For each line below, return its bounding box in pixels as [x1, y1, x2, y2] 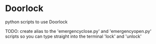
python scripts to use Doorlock [5, 19, 68, 25]
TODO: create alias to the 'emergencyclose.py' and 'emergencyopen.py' [5, 28, 152, 34]
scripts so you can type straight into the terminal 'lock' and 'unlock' [5, 33, 142, 39]
